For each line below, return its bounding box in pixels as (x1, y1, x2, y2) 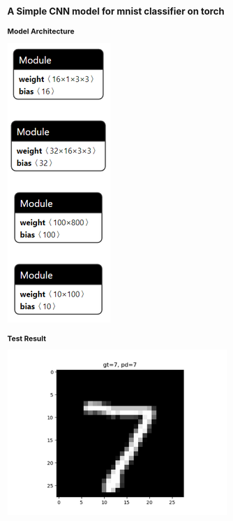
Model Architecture (7, 27, 75, 36)
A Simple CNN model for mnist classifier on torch (7, 6, 225, 17)
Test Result (7, 334, 47, 343)
